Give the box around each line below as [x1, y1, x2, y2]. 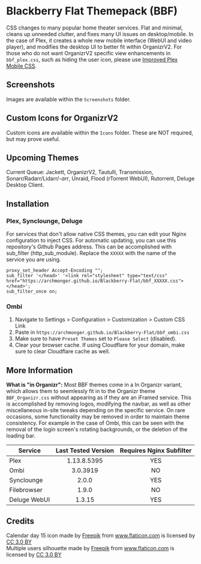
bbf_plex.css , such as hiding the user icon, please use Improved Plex [6, 56, 178, 63]
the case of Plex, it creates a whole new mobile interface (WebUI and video [6, 37, 192, 44]
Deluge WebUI [9, 496, 50, 504]
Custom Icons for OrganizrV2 [6, 113, 119, 124]
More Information [6, 365, 73, 376]
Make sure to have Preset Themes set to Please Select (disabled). [14, 335, 177, 343]
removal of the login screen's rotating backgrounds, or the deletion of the [6, 426, 188, 433]
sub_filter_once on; [6, 289, 58, 295]
